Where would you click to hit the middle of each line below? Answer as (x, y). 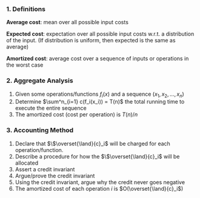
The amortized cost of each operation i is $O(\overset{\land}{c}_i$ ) (99, 188)
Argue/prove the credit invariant (55, 176)
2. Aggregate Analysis (40, 81)
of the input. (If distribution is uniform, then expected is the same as (91, 41)
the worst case (25, 65)
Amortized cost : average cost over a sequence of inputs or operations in (98, 59)
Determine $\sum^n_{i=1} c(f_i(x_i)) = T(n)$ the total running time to (100, 102)
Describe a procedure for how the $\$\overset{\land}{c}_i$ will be (97, 156)
